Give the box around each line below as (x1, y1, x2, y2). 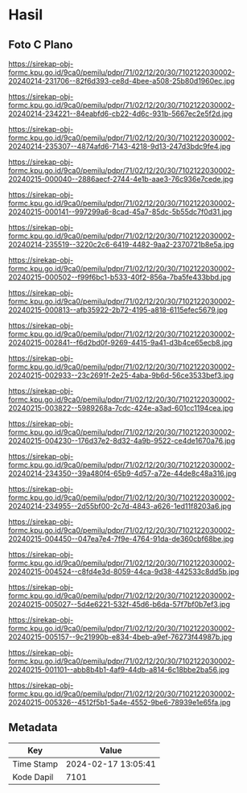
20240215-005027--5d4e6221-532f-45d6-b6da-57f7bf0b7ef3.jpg (8, 600, 231, 609)
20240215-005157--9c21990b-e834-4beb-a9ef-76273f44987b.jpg (8, 632, 233, 642)
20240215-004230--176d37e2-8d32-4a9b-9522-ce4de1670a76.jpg (8, 436, 236, 445)
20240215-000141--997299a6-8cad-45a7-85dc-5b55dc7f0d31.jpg (8, 207, 233, 217)
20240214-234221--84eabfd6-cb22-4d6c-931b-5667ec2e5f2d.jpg (8, 109, 233, 118)
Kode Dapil (12, 771, 54, 783)
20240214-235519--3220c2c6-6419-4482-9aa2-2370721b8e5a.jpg (8, 240, 235, 249)
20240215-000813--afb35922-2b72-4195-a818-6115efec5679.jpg (8, 305, 228, 315)
